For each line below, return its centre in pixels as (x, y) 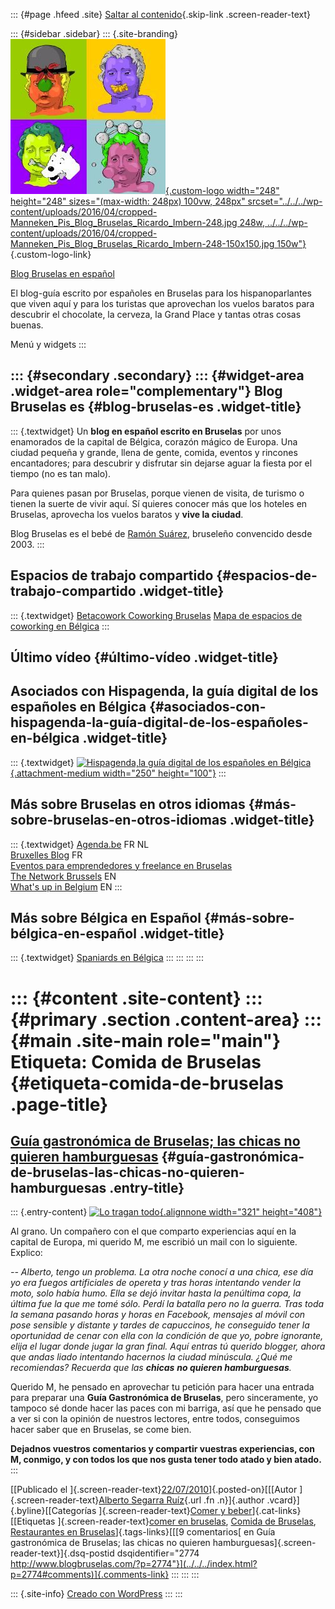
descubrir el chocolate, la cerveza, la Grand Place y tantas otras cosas (156, 314)
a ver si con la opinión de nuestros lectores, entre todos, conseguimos (155, 1419)
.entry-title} (147, 1188)
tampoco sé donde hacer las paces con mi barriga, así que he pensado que (166, 1408)
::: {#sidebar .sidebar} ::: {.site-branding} (94, 33)
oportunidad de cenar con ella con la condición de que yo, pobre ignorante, (167, 1336)
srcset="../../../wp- (285, 201)
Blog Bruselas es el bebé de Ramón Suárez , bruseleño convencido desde (161, 533)
